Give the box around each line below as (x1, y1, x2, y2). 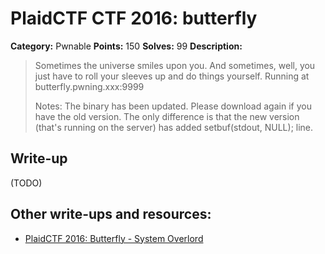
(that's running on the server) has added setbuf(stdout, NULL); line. (34, 121, 314, 133)
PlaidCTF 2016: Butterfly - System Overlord (24, 232, 204, 244)
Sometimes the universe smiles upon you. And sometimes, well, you (34, 59, 316, 71)
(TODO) (10, 177, 43, 189)
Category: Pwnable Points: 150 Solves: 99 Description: (10, 40, 243, 52)
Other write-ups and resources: (10, 206, 212, 223)
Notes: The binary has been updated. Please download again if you (34, 100, 312, 112)
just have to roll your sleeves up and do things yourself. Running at (34, 70, 310, 82)
